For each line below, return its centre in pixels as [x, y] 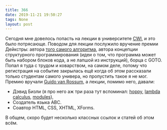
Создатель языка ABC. [37, 103]
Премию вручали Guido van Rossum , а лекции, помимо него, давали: [80, 82]
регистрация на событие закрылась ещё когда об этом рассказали [78, 71]
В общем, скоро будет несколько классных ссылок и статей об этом [80, 118]
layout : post [19, 24]
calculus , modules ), [33, 97]
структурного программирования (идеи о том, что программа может [81, 55]
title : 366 [17, 10]
